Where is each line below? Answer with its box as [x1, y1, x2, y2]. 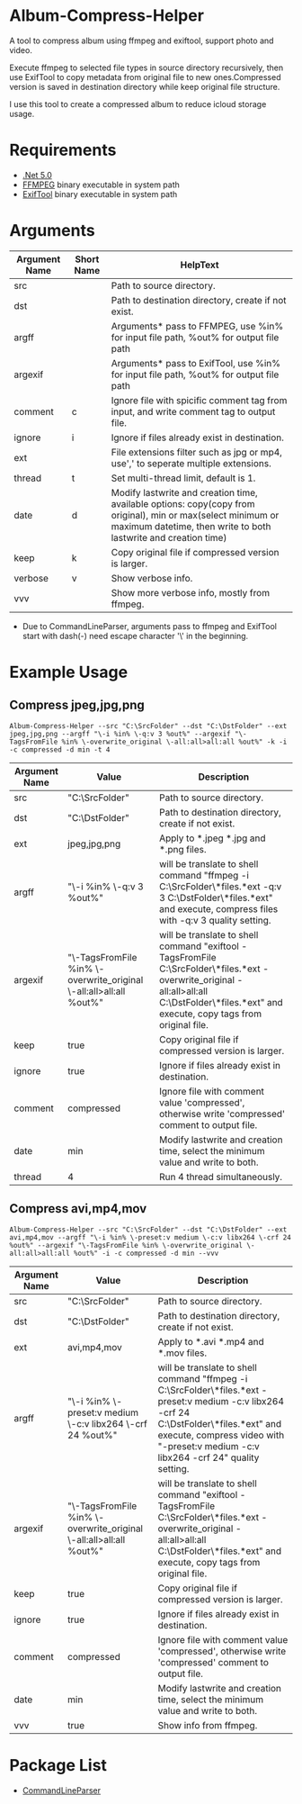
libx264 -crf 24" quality [157, 1451, 260, 1464]
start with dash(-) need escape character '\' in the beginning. [22, 630, 249, 641]
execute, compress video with [157, 1429, 285, 1441]
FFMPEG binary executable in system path [22, 179, 180, 190]
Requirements [9, 140, 117, 160]
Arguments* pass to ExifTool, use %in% [111, 356, 281, 369]
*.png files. [158, 843, 207, 855]
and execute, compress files [158, 902, 279, 915]
